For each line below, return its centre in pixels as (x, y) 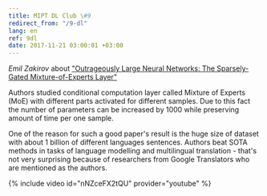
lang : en (23, 31)
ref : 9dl (23, 38)
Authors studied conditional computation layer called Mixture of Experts (127, 92)
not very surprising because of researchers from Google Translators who (129, 159)
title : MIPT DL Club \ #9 (50, 16)
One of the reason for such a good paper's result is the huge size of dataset (133, 134)
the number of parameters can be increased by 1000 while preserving (124, 110)
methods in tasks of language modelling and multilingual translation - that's (133, 151)
